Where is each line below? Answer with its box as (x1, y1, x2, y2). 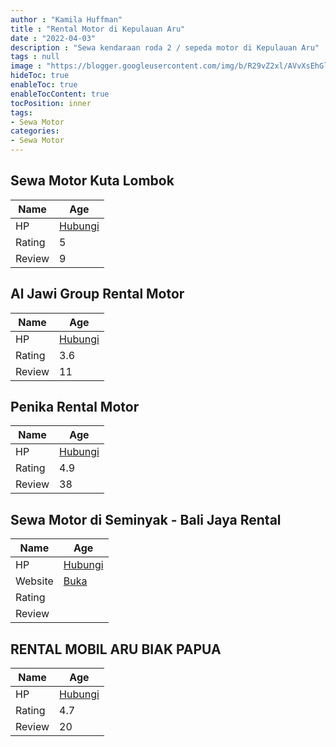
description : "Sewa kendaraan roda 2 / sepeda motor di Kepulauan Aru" (10, 42, 320, 53)
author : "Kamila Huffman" (10, 14, 123, 25)
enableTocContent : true (10, 89, 110, 99)
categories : (10, 126, 60, 136)
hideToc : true (10, 71, 70, 81)
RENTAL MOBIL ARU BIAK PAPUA (10, 641, 222, 658)
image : (10, 61, 43, 71)
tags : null (10, 52, 60, 62)
